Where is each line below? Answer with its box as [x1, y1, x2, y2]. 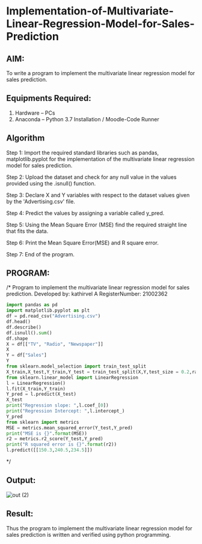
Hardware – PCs [14, 109, 55, 116]
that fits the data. [6, 227, 49, 235]
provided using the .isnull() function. [6, 180, 96, 187]
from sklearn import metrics [6, 419, 79, 425]
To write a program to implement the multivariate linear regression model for [6, 70, 195, 76]
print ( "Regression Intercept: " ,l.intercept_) [6, 408, 125, 414]
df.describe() [6, 324, 42, 330]
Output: [6, 476, 36, 486]
